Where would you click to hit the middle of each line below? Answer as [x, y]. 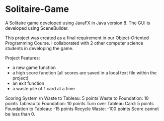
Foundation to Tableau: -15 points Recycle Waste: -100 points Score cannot [82, 109]
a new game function [34, 67]
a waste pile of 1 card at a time [43, 88]
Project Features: [23, 58]
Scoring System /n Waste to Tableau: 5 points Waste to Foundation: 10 [77, 98]
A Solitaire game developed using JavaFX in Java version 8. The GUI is [78, 23]
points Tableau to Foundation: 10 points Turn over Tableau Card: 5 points [80, 103]
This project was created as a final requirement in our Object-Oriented [77, 38]
